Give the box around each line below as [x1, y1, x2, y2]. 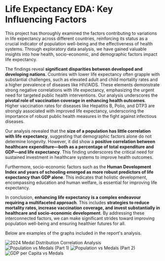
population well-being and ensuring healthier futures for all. [5, 221, 126, 226]
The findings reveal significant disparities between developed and [5, 66, 143, 72]
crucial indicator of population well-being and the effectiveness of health [5, 40, 153, 46]
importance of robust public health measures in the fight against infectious [5, 113, 157, 119]
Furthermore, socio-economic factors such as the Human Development [5, 164, 151, 170]
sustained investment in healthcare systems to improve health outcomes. [5, 154, 154, 160]
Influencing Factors [5, 14, 87, 25]
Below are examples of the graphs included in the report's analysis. [5, 230, 142, 236]
